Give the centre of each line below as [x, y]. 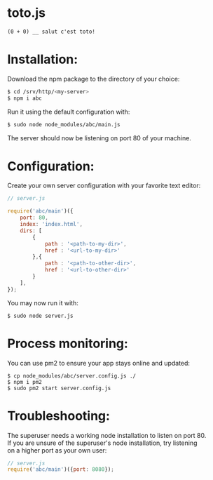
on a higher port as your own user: [57, 450]
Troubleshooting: [59, 416]
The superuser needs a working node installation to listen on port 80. [107, 435]
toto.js [26, 13]
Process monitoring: [68, 344]
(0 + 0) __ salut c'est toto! [51, 32]
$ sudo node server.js [40, 316]
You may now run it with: [43, 302]
